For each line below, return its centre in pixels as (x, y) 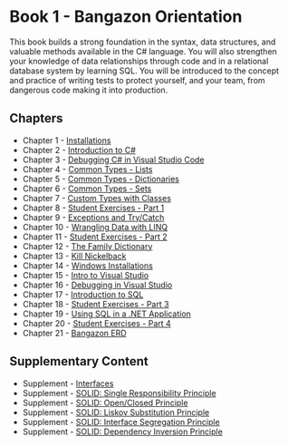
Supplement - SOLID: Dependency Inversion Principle (123, 431)
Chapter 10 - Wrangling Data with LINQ (95, 227)
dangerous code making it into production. (89, 90)
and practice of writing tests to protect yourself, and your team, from (137, 80)
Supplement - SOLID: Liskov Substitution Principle (116, 412)
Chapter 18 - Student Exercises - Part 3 (96, 304)
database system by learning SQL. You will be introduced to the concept (144, 71)
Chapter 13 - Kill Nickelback (74, 256)
